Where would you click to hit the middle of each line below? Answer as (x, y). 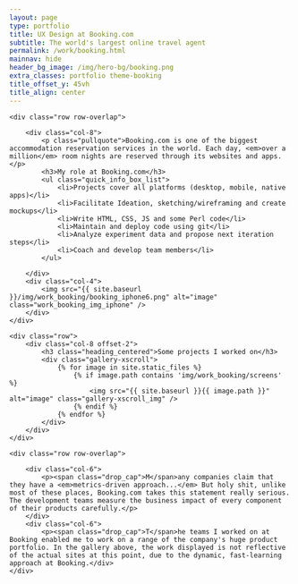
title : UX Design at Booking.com (72, 34)
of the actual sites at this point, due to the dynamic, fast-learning (145, 555)
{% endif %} (95, 406)
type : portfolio (39, 26)
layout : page (34, 17)
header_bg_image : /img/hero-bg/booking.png (92, 68)
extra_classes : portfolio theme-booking (86, 76)
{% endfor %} (81, 414)
